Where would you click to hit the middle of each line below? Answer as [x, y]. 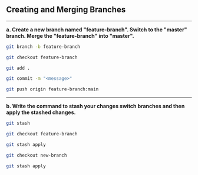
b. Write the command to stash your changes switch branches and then [95, 106]
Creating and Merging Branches [66, 10]
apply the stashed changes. [41, 112]
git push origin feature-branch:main [52, 89]
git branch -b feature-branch [43, 47]
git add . [18, 68]
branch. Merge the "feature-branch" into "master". [70, 35]
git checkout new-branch [37, 155]
